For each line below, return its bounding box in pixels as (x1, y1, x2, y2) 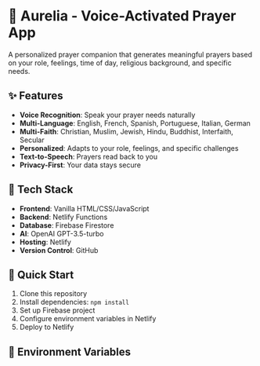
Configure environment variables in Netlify (19, 314, 157, 324)
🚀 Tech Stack (8, 183, 74, 196)
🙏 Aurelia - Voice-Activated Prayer (8, 7, 237, 25)
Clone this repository (19, 289, 88, 298)
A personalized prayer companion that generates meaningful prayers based (8, 49, 253, 59)
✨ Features (8, 90, 63, 103)
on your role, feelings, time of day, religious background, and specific (8, 58, 233, 68)
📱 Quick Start (8, 268, 74, 281)
